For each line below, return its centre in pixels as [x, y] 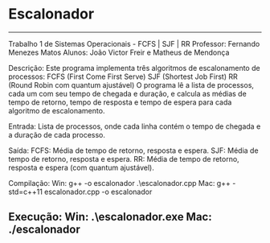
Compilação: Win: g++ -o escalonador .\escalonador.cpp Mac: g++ [119, 183]
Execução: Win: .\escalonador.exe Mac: [110, 217]
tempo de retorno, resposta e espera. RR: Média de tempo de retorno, [124, 159]
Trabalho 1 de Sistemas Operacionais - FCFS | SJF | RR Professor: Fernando [134, 43]
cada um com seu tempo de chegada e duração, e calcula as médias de [127, 93]
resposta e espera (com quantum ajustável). [81, 167]
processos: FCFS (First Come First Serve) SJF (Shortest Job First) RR [123, 76]
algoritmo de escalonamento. [57, 110]
